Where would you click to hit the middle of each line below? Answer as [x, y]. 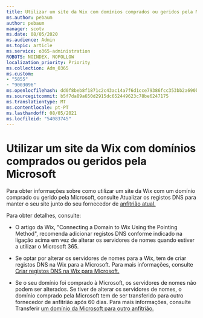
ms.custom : [20, 74]
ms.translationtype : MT [36, 102]
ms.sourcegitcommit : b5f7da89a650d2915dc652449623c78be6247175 [88, 96]
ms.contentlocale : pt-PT [37, 107]
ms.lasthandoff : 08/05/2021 [42, 113]
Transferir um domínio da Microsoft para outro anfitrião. [84, 308]
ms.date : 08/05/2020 [32, 34]
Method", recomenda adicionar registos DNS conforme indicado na [99, 234]
